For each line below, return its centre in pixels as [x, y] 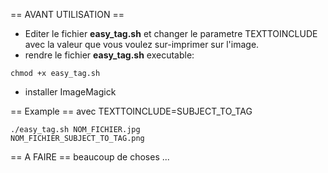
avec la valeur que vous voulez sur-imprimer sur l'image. [142, 44]
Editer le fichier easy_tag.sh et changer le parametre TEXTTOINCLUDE [171, 33]
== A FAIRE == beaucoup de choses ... [90, 157]
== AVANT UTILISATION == [67, 14]
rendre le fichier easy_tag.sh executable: [109, 55]
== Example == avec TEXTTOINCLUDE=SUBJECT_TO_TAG [131, 111]
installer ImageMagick [70, 92]
